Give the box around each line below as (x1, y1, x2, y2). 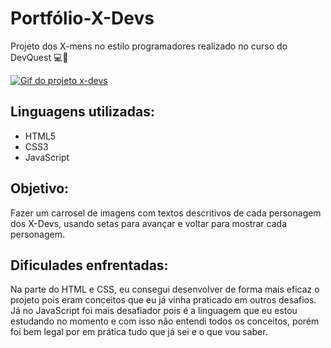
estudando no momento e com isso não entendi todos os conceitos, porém (10, 315, 320, 327)
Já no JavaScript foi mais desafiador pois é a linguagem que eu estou (10, 305, 298, 317)
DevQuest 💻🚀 (10, 51, 69, 63)
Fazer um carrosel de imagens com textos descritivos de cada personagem (10, 207, 322, 219)
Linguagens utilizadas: (10, 103, 156, 121)
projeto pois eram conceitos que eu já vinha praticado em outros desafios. (10, 294, 317, 306)
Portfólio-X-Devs (10, 7, 155, 30)
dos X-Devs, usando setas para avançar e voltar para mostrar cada (10, 217, 287, 229)
